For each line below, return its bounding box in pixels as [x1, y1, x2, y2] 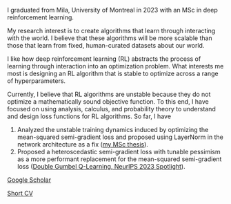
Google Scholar [7, 176, 52, 184]
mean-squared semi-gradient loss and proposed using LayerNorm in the [17, 133, 224, 141]
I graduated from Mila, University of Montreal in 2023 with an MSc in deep [7, 6, 219, 14]
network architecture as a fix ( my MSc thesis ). [17, 140, 148, 148]
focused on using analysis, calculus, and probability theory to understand [7, 105, 216, 113]
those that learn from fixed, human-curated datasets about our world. [7, 41, 205, 49]
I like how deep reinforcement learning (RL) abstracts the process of [7, 55, 201, 63]
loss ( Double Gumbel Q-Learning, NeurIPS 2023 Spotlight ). [17, 163, 185, 170]
